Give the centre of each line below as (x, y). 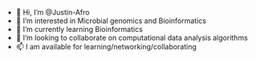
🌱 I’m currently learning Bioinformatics (79, 29)
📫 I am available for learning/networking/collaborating (106, 47)
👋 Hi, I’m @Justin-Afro (53, 12)
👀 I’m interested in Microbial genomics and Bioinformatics (111, 21)
